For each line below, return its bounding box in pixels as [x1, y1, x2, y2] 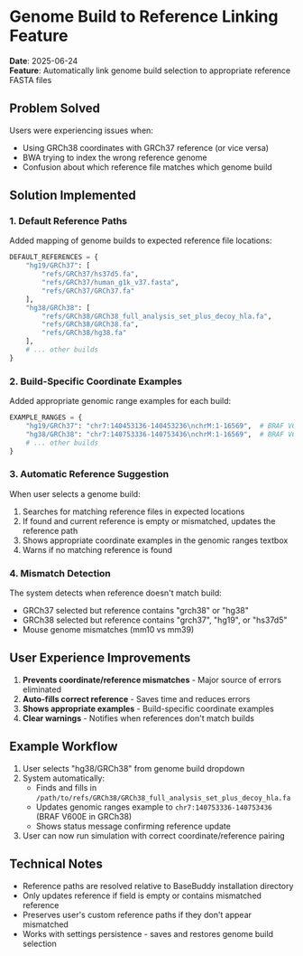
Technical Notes [9, 857, 104, 872]
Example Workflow [9, 739, 118, 754]
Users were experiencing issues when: [9, 125, 153, 136]
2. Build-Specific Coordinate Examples [9, 375, 183, 388]
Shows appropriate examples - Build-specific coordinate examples [22, 703, 275, 714]
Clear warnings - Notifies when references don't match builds [22, 712, 255, 724]
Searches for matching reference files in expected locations [22, 506, 245, 517]
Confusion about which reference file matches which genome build [22, 161, 272, 173]
